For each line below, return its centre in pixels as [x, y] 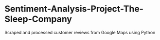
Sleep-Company [38, 19]
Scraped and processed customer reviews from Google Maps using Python [80, 32]
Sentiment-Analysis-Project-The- [74, 9]
